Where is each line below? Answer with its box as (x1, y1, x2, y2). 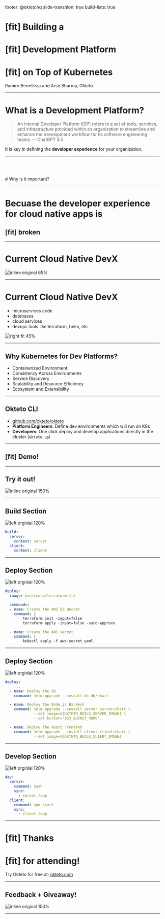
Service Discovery (12, 375, 50, 381)
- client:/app (18, 812, 48, 817)
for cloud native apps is (5, 208, 103, 220)
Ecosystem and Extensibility (12, 386, 70, 392)
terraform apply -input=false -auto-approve (23, 620, 115, 625)
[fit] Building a (5, 22, 64, 33)
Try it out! (5, 475, 36, 483)
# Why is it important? (5, 176, 50, 182)
